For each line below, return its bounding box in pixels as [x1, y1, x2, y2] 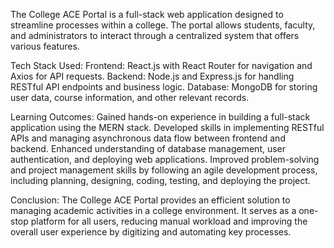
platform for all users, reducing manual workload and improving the [30, 215, 308, 227]
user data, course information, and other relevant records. [10, 92, 250, 103]
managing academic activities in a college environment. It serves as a [10, 205, 297, 216]
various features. [10, 40, 80, 52]
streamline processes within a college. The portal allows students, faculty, [10, 19, 316, 31]
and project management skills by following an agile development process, [10, 164, 318, 176]
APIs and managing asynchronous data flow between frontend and [10, 132, 286, 144]
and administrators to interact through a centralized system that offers [10, 30, 300, 41]
